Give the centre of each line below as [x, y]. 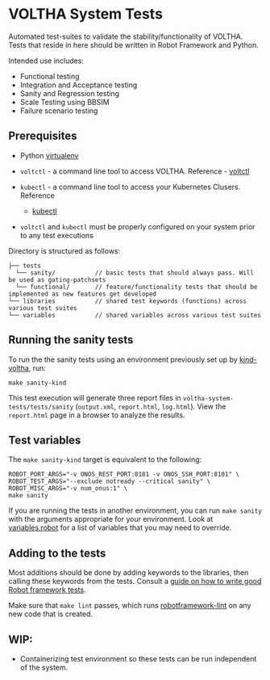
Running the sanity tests [71, 340]
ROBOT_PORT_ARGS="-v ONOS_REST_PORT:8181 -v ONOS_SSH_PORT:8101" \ [124, 474]
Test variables [45, 440]
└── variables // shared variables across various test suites [135, 315]
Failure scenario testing [59, 111]
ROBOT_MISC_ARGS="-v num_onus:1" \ [68, 489]
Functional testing [50, 76]
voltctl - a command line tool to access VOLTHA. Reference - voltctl [135, 171]
